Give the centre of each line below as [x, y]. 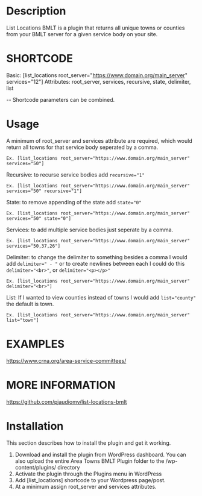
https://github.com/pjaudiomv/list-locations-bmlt [67, 401]
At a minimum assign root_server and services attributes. [86, 486]
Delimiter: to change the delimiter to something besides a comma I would [97, 257]
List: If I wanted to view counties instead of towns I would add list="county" [101, 297]
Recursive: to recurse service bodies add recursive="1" [75, 174]
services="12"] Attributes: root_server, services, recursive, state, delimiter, [99, 81]
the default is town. [30, 304]
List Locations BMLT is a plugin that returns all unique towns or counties [96, 28]
